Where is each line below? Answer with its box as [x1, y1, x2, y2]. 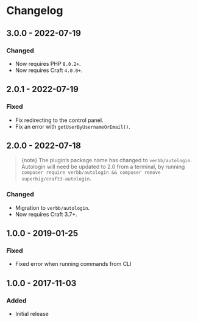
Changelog [6, 4, 63, 18]
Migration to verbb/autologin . [15, 204, 90, 211]
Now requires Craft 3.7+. [15, 210, 77, 218]
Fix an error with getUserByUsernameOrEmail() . [15, 123, 131, 130]
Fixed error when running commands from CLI [15, 260, 132, 268]
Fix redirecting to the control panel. [15, 116, 104, 124]
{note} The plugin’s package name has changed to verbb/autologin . [21, 157, 192, 164]
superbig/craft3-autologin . [21, 175, 91, 182]
